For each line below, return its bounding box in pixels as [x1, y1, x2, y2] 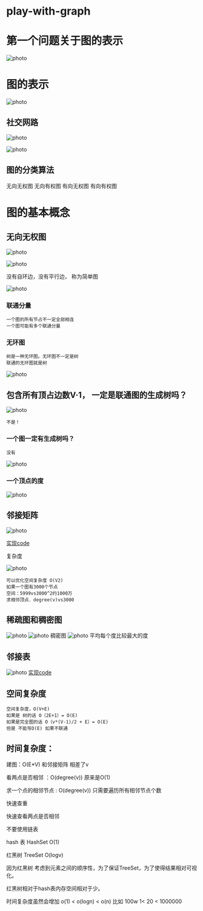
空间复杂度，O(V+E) [6, 706, 50, 712]
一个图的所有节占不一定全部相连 [6, 316, 75, 323]
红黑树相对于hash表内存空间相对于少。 [6, 884, 104, 892]
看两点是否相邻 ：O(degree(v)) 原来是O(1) [6, 773, 111, 781]
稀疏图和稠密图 [6, 615, 62, 625]
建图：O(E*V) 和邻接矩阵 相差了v [6, 761, 89, 768]
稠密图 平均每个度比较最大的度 [50, 632, 148, 640]
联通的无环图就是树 [6, 360, 47, 366]
